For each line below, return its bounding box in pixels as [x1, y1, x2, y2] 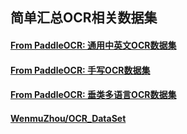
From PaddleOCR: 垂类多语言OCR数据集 [10, 89, 177, 101]
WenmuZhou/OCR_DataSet [10, 112, 127, 124]
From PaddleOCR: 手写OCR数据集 [10, 64, 151, 76]
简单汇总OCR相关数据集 [10, 9, 158, 27]
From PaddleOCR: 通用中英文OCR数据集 [10, 39, 177, 51]
